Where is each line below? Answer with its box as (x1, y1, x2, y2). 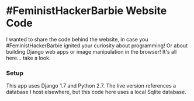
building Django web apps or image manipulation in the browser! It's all (6, 48, 177, 55)
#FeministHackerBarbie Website (6, 4, 167, 18)
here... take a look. (6, 54, 51, 61)
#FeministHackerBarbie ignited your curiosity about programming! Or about (6, 42, 188, 49)
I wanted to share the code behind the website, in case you (6, 36, 148, 43)
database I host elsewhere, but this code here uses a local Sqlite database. (6, 89, 186, 96)
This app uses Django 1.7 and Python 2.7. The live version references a (6, 82, 176, 89)
